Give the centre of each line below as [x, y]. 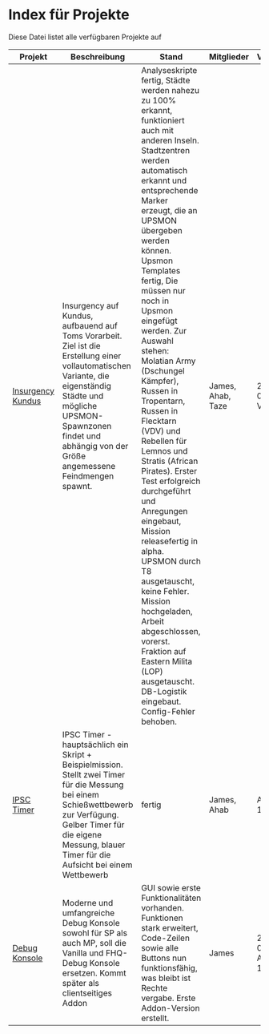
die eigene [82, 834]
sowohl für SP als [95, 933]
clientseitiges [87, 993]
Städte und [83, 396]
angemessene [89, 466]
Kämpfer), [160, 381]
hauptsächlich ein [95, 745]
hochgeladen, [167, 611]
